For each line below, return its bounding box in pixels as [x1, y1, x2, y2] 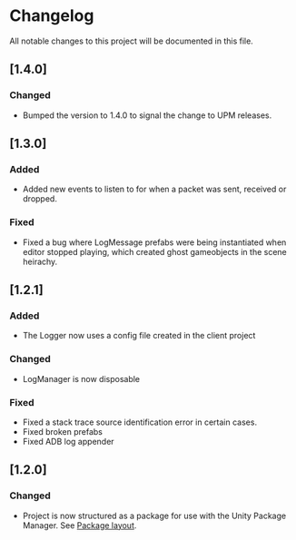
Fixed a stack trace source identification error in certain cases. [22, 417, 257, 427]
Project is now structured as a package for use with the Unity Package [22, 510, 287, 521]
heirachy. [22, 256, 58, 267]
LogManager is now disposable [22, 373, 141, 384]
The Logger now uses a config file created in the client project [22, 330, 256, 341]
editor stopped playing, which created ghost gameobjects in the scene [22, 246, 288, 257]
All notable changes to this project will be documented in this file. [9, 35, 254, 46]
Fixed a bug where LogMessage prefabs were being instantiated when [22, 237, 287, 248]
